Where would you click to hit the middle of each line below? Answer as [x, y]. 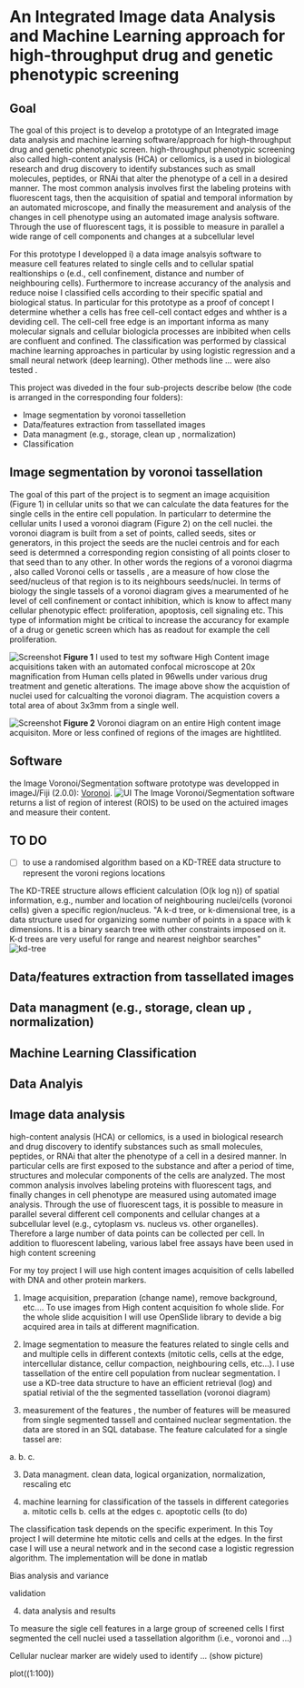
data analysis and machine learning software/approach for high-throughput [151, 140]
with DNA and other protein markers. [78, 1280]
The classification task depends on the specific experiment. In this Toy [142, 1529]
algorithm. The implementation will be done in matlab [108, 1558]
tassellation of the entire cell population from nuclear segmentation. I [151, 1373]
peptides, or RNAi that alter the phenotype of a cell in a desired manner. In [148, 1156]
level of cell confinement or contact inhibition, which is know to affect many [151, 600]
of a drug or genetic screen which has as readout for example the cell [140, 629]
